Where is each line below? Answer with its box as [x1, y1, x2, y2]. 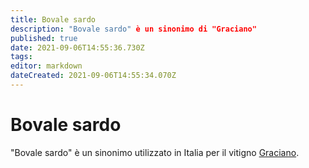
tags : [10, 52, 33, 62]
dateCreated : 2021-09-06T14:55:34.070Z [10, 71, 177, 81]
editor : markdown [10, 61, 83, 71]
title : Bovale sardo [10, 14, 97, 25]
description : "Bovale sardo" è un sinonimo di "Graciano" [10, 24, 257, 34]
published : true [10, 33, 78, 43]
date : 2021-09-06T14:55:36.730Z [10, 42, 145, 53]
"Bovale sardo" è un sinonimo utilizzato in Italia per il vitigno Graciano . [10, 146, 300, 158]
